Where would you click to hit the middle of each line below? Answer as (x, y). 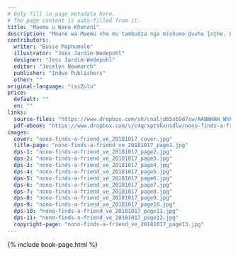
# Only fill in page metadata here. (61, 14)
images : (19, 132)
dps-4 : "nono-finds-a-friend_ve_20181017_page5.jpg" (93, 171)
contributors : (28, 40)
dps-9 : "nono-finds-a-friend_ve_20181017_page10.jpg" (95, 205)
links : (17, 112)
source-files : (34, 119)
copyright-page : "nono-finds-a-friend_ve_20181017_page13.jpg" (109, 224)
